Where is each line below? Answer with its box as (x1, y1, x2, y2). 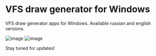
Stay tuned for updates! (5, 45, 55, 51)
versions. (5, 25, 25, 31)
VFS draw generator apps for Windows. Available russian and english (5, 20, 151, 26)
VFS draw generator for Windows (5, 4, 150, 15)
